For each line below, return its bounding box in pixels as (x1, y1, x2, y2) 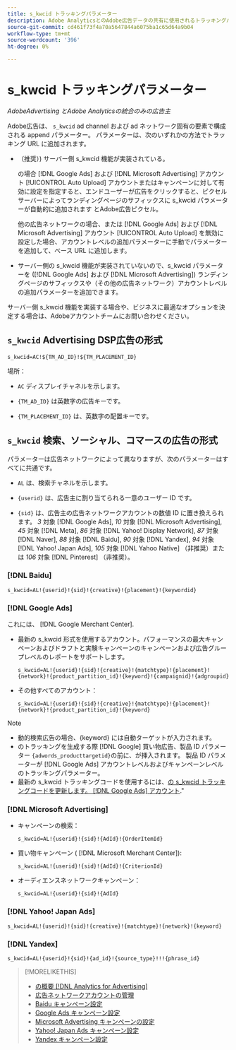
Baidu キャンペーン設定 (35, 1000, 104, 1008)
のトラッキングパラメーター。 (17, 769, 104, 777)
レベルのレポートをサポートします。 (23, 653, 129, 661)
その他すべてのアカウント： (17, 686, 98, 695)
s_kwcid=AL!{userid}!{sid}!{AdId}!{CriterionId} (17, 863, 163, 870)
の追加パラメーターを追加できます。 (17, 288, 122, 296)
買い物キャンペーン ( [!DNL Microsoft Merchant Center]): (17, 849, 182, 857)
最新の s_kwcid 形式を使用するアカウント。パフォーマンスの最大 (17, 635, 206, 644)
